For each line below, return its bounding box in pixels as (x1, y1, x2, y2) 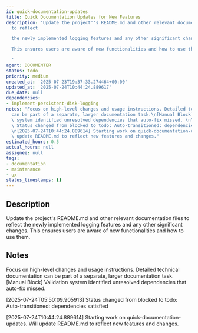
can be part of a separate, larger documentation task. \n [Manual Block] (11, 111, 194, 118)
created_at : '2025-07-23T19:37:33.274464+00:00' (6, 79, 128, 85)
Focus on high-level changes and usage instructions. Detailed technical (6, 266, 180, 273)
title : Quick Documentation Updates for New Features (6, 14, 141, 20)
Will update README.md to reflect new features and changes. (28, 320, 179, 327)
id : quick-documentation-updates (6, 8, 88, 15)
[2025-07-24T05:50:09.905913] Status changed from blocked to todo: (6, 296, 178, 303)
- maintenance (6, 166, 41, 172)
